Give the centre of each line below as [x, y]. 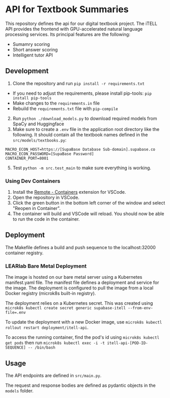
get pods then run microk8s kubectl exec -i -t [55, 343]
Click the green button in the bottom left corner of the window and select [89, 203]
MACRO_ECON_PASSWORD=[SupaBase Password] [50, 154]
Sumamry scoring [31, 44]
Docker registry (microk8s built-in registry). [51, 294]
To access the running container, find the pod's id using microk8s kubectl [82, 337]
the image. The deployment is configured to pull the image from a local [79, 288]
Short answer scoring [35, 49]
